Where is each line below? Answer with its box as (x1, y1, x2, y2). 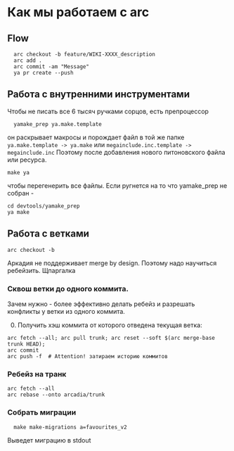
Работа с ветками (7, 228, 90, 240)
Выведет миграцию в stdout (7, 436, 91, 444)
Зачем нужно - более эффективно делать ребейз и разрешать (7, 300, 195, 308)
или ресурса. (7, 155, 47, 164)
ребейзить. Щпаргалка (7, 266, 76, 274)
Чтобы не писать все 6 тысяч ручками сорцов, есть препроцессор (7, 107, 209, 115)
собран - (7, 189, 34, 197)
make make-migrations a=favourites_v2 (13, 424, 128, 431)
